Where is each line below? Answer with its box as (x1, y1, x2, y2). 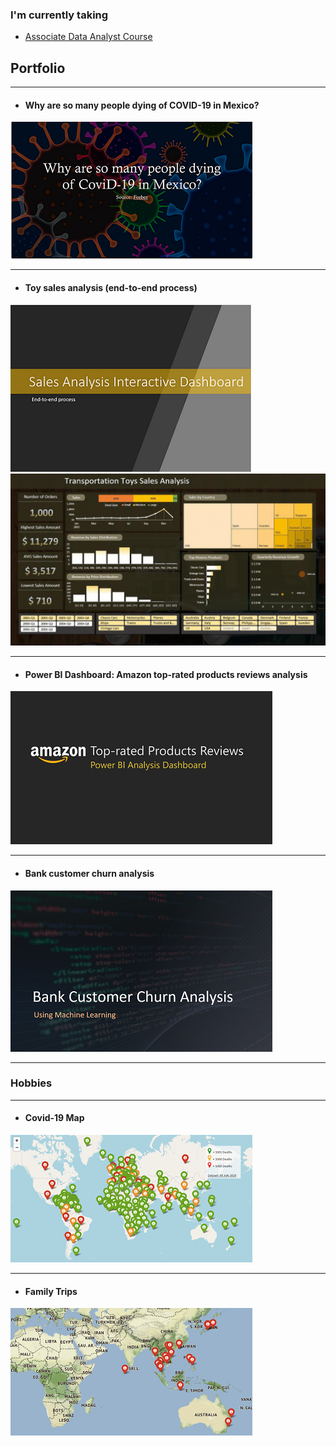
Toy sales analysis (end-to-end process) (24, 281, 198, 293)
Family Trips (24, 1285, 78, 1297)
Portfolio (10, 59, 66, 77)
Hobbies (10, 1076, 53, 1090)
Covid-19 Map (24, 1112, 85, 1124)
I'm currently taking (10, 8, 109, 22)
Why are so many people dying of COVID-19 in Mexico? (24, 99, 260, 111)
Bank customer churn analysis (24, 867, 155, 879)
